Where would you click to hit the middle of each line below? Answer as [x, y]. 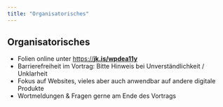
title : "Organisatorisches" [48, 14]
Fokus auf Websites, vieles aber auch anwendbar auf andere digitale [116, 81]
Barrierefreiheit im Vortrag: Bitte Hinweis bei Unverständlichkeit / [111, 66]
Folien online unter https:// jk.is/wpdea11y [77, 59]
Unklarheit [32, 73]
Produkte [31, 89]
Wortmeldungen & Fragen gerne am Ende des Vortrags [97, 96]
